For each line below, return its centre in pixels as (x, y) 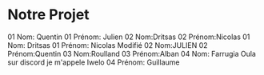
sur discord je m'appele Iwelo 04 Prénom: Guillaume (94, 62)
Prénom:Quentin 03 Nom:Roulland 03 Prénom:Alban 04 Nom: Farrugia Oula (132, 53)
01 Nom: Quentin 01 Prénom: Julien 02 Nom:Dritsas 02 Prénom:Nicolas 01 (129, 37)
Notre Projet (48, 15)
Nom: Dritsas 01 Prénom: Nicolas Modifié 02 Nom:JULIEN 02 (108, 45)
